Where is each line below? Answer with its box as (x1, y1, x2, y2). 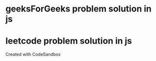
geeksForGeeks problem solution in (5, 3, 152, 14)
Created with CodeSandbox (5, 51, 61, 57)
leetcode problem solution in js (5, 36, 132, 47)
